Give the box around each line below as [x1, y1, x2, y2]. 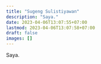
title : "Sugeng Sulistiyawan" [6, 8, 80, 15]
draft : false [6, 30, 38, 36]
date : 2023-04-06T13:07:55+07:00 [6, 19, 88, 25]
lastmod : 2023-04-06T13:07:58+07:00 [6, 24, 95, 31]
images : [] [6, 35, 33, 41]
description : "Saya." [6, 14, 59, 20]
